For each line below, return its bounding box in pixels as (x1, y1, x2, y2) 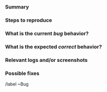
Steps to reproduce (5, 16, 52, 23)
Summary (5, 3, 30, 10)
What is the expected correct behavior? (5, 43, 102, 50)
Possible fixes (5, 70, 39, 77)
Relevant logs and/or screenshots (5, 56, 88, 63)
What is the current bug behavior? (5, 30, 89, 37)
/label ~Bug (5, 81, 29, 87)
